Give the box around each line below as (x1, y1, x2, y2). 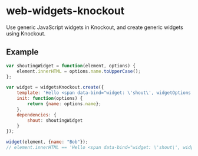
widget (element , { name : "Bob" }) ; (6, 139, 88, 145)
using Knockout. (6, 30, 46, 37)
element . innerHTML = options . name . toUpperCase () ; (16, 68, 141, 74)
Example (6, 47, 39, 57)
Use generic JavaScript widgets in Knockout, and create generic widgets (6, 24, 184, 31)
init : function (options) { (16, 96, 83, 102)
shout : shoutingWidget (27, 117, 83, 123)
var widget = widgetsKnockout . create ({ (6, 84, 104, 90)
